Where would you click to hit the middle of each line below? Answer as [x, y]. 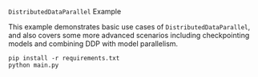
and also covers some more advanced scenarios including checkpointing [129, 35]
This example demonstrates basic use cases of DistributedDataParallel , [129, 27]
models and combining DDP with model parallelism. [93, 44]
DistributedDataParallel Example [65, 12]
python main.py [34, 65]
